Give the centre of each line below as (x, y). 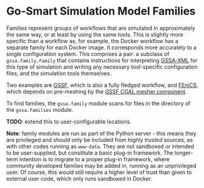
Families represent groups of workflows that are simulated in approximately (101, 28)
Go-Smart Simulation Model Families (101, 11)
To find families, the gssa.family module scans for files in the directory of (98, 103)
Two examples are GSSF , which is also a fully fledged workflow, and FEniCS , (102, 85)
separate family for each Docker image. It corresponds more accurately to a (101, 47)
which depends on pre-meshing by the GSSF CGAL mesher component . (97, 91)
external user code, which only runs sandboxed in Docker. (79, 178)
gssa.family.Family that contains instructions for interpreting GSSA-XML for (102, 60)
